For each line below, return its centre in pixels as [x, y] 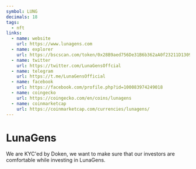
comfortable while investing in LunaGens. [56, 160]
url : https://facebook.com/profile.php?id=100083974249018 [90, 87]
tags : [13, 22]
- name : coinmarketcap [39, 103]
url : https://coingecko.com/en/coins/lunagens [74, 98]
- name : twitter [31, 60]
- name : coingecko [34, 93]
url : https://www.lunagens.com [55, 44]
